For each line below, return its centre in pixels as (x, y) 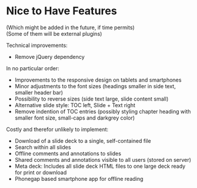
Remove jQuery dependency (50, 57)
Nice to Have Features (62, 11)
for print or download (41, 172)
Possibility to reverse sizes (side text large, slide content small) (92, 99)
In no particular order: (33, 68)
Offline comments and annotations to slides (68, 153)
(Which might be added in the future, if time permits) (70, 27)
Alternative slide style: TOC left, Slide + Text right (75, 105)
